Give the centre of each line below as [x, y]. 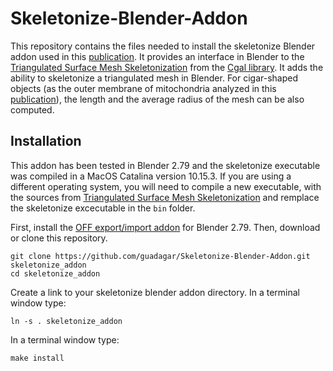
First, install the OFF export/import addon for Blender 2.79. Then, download [165, 227]
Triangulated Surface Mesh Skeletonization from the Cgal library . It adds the [167, 67]
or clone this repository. [59, 238]
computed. [32, 109]
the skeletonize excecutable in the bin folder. [103, 208]
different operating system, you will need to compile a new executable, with [166, 186]
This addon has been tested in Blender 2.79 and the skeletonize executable [165, 165]
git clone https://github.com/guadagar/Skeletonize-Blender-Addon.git [160, 256]
